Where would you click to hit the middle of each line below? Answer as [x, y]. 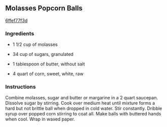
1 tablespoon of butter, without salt [49, 64]
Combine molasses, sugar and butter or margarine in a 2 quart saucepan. [82, 98]
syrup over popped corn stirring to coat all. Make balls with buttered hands [83, 114]
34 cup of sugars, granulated [43, 54]
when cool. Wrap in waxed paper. [40, 119]
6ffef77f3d [16, 20]
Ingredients [20, 33]
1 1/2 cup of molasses [35, 44]
